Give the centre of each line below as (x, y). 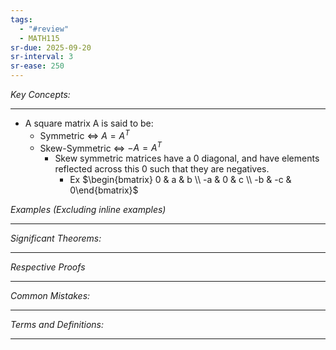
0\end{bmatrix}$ (104, 190)
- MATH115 (39, 38)
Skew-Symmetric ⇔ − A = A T (101, 147)
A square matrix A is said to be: (89, 123)
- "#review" (44, 29)
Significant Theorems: (56, 238)
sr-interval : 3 (42, 57)
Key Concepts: (40, 94)
